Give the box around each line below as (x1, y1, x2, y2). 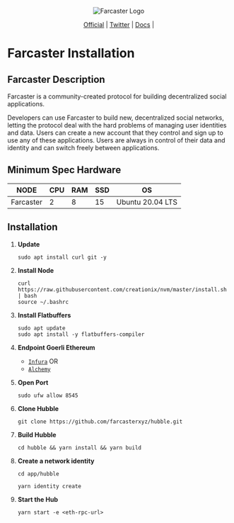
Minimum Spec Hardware (7, 164, 122, 176)
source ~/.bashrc (17, 298, 69, 305)
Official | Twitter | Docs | (83, 21, 154, 28)
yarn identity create (17, 483, 81, 490)
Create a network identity (17, 456, 95, 465)
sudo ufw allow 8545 (17, 392, 78, 399)
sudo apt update (17, 325, 66, 332)
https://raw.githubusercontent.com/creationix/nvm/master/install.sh (17, 286, 228, 293)
